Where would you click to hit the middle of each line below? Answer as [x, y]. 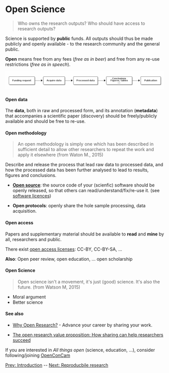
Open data [16, 99]
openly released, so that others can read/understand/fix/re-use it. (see [86, 191]
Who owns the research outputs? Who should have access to [81, 23]
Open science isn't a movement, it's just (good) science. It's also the [89, 282]
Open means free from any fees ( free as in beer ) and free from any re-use [82, 59]
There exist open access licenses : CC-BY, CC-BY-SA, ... [64, 249]
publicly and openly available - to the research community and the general [82, 43]
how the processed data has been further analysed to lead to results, [77, 170]
